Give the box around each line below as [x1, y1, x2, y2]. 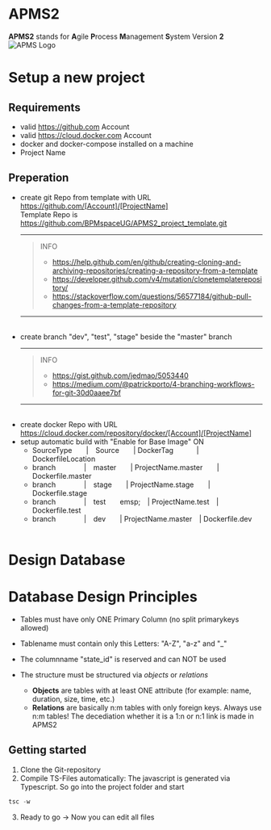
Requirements [8, 100, 81, 114]
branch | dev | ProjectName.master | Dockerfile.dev [31, 514, 252, 523]
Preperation [8, 171, 69, 185]
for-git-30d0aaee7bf [52, 388, 121, 397]
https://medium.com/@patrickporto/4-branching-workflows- [52, 379, 256, 388]
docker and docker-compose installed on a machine [19, 139, 194, 149]
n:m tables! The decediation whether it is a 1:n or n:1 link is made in [31, 711, 254, 721]
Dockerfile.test [31, 505, 81, 515]
